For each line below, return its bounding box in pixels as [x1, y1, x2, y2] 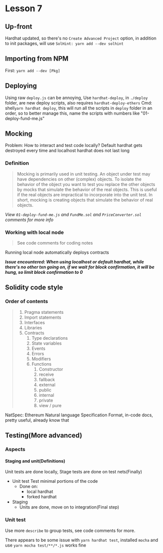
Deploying [5, 82, 37, 90]
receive [39, 371, 54, 377]
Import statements [24, 314, 61, 320]
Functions [31, 361, 52, 367]
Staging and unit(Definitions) [5, 458, 65, 464]
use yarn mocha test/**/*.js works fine [5, 542, 86, 548]
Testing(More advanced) [5, 431, 82, 440]
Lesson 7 [5, 3, 42, 14]
